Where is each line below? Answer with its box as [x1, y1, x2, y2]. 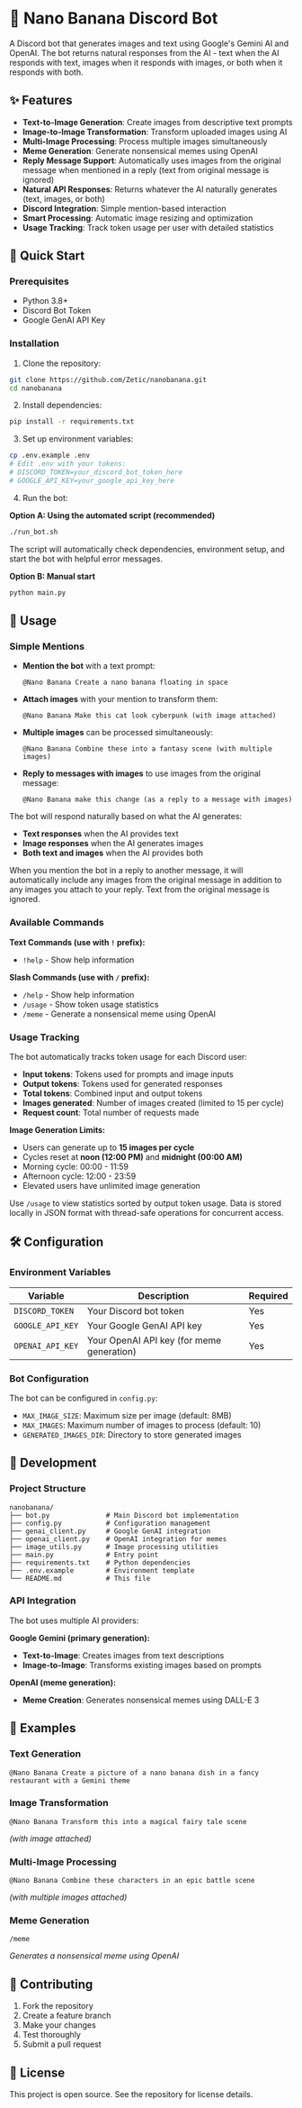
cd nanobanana [9, 383, 63, 393]
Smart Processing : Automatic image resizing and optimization [22, 212, 253, 224]
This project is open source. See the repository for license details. [9, 2089, 253, 2100]
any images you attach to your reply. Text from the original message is [9, 884, 270, 895]
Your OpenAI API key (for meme [86, 1334, 222, 1346]
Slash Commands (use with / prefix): [9, 972, 150, 982]
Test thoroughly [22, 2030, 81, 2040]
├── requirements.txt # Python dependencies [9, 1558, 191, 1567]
